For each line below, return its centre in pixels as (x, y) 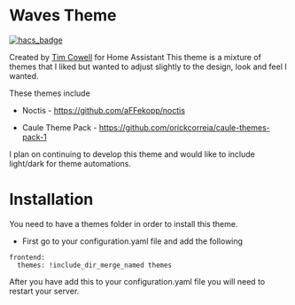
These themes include (50, 93)
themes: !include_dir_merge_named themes (95, 265)
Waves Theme (63, 16)
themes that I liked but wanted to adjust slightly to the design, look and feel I (148, 66)
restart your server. (44, 291)
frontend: (27, 257)
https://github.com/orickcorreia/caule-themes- (184, 127)
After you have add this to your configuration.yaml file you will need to (137, 281)
